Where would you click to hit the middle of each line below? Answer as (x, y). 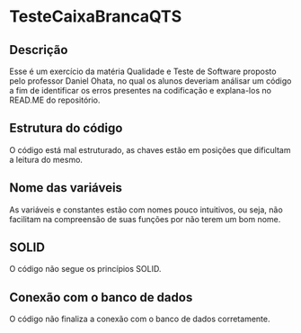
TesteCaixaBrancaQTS (96, 17)
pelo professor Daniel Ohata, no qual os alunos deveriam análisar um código (150, 81)
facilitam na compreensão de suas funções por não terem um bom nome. (145, 219)
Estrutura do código (66, 128)
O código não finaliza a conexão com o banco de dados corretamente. (140, 319)
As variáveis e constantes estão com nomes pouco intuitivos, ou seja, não (146, 210)
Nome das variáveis (66, 188)
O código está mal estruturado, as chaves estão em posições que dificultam (150, 149)
